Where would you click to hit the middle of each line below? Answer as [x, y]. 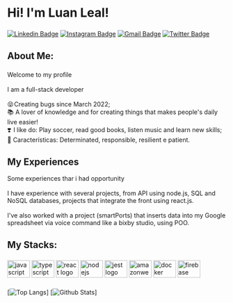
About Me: [31, 56]
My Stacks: [32, 245]
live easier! [23, 122]
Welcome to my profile [40, 75]
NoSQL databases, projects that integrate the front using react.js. [101, 201]
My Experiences [43, 162]
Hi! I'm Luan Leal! [58, 13]
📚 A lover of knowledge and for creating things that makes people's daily [112, 112]
